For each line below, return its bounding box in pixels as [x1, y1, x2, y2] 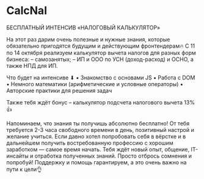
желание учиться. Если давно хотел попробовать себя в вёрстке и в [6, 133, 186, 140]
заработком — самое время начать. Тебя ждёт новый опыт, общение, [6, 145, 190, 153]
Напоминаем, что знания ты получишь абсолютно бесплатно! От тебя [6, 120, 190, 127]
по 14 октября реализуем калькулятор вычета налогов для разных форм [6, 49, 197, 56]
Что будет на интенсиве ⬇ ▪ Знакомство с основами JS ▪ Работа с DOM [6, 74, 195, 81]
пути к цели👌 [6, 166, 43, 173]
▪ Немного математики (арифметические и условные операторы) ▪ [6, 80, 183, 87]
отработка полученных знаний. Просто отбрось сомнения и [34, 152, 192, 159]
